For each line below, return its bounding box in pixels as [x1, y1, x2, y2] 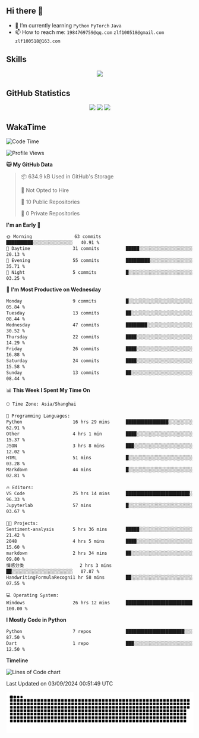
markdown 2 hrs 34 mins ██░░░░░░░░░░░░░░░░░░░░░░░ [6, 550, 193, 557]
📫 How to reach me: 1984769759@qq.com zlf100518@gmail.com [14, 28, 165, 36]
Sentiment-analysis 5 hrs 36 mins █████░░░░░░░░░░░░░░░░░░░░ [6, 526, 193, 533]
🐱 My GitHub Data [6, 161, 53, 168]
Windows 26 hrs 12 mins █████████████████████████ [6, 600, 193, 606]
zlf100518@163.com [14, 38, 61, 44]
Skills [6, 54, 27, 64]
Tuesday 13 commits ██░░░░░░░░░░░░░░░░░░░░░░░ [6, 310, 193, 316]
